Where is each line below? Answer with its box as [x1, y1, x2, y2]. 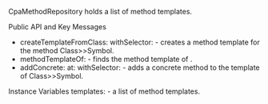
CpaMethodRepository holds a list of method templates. [8, 7, 193, 16]
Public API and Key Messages [8, 22, 106, 31]
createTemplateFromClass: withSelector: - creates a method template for [19, 37, 260, 47]
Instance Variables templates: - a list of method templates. [8, 87, 201, 96]
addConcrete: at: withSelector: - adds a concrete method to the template [19, 63, 260, 72]
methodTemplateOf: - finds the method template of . [19, 55, 193, 64]
